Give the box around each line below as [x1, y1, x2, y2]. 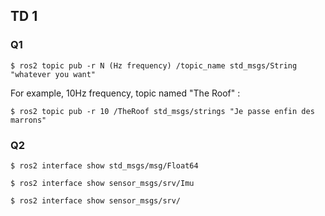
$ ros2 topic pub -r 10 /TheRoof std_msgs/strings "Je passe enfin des [10, 106, 315, 116]
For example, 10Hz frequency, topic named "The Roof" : [10, 87, 241, 99]
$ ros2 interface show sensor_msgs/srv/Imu [10, 178, 195, 188]
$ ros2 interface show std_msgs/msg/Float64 [10, 160, 199, 171]
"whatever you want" [10, 69, 97, 79]
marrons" [10, 115, 47, 125]
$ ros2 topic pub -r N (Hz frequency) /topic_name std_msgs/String [10, 60, 298, 71]
